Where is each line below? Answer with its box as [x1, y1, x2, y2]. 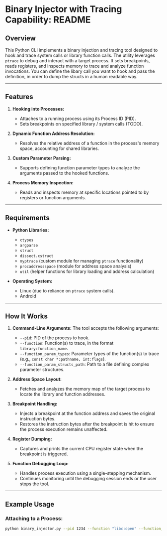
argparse [19, 243, 38, 248]
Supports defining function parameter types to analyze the [19, 164, 140, 170]
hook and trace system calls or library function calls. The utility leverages [5, 52, 155, 58]
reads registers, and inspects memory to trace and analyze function [5, 63, 144, 69]
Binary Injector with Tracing [5, 3, 122, 15]
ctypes [19, 238, 34, 243]
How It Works [5, 312, 48, 321]
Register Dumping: [12, 436, 52, 442]
